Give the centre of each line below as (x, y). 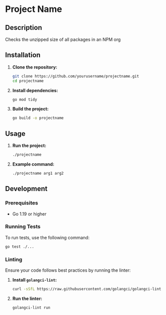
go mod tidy (25, 100)
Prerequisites (22, 203)
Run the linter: (27, 298)
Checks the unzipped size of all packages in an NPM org (63, 39)
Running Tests (23, 226)
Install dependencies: (35, 90)
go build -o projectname (38, 118)
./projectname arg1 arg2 (38, 173)
